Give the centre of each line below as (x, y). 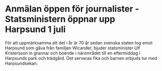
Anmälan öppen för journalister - (72, 9)
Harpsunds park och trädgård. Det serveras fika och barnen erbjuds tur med (81, 58)
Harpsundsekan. (22, 63)
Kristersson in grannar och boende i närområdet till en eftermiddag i (73, 53)
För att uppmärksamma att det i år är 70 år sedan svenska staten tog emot (79, 43)
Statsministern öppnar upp (60, 19)
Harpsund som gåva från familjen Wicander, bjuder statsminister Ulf (73, 48)
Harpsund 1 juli (36, 29)
